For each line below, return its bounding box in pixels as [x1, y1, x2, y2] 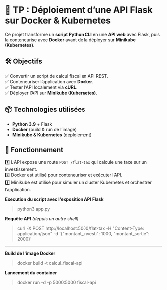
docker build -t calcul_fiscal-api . [17, 260, 85, 266]
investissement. [5, 166, 37, 172]
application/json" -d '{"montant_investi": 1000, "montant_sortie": [17, 231, 150, 237]
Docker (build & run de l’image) [12, 126, 77, 132]
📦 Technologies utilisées [5, 105, 85, 114]
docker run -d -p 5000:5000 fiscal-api [17, 279, 96, 286]
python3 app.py [17, 206, 50, 212]
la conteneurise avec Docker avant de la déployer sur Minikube [5, 37, 136, 43]
